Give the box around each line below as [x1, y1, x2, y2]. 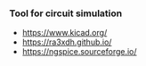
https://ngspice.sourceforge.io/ [21, 46, 137, 57]
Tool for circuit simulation [9, 7, 123, 20]
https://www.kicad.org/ [21, 28, 108, 38]
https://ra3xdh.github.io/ [21, 37, 112, 47]
